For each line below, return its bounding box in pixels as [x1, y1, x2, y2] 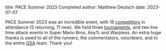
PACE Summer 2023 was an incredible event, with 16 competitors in [5, 19, 145, 25]
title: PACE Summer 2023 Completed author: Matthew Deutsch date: [5, 4, 146, 10]
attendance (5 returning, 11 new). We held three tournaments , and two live [5, 24, 158, 30]
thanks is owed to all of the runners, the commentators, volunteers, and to [5, 35, 158, 41]
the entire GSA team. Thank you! [5, 40, 73, 46]
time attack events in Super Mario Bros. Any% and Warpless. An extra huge [5, 30, 161, 35]
